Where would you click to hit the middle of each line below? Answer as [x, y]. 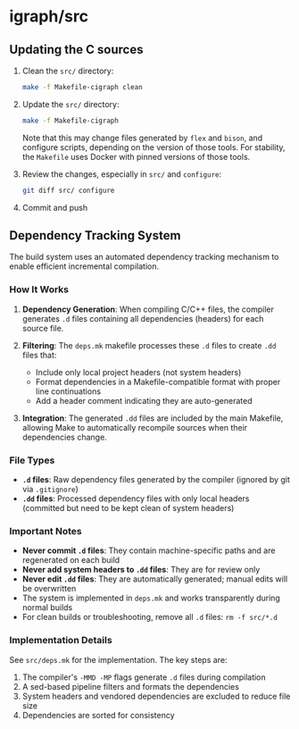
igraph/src [49, 17]
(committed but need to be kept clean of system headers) [128, 508]
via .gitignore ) [50, 490]
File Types [32, 460]
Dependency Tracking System [95, 235]
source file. [43, 328]
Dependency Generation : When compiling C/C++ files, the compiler [148, 309]
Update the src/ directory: [71, 104]
